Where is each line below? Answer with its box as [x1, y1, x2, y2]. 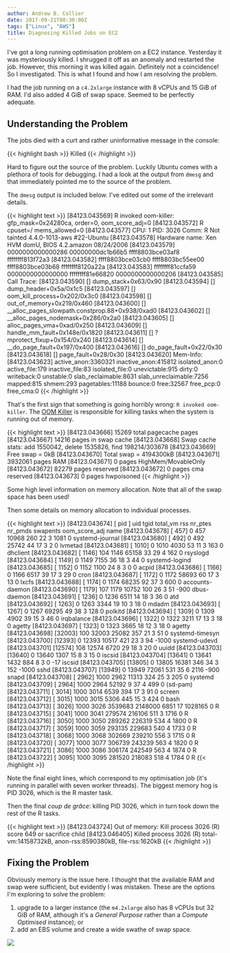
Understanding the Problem [7, 118, 128, 129]
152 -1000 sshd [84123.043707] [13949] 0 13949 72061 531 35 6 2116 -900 [7, 665, 220, 674]
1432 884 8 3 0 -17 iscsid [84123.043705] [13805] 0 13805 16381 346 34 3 [7, 658, 219, 667]
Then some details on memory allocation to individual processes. [7, 506, 192, 515]
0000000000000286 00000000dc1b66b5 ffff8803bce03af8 [7, 248, 180, 257]
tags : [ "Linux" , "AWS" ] [7, 23, 76, 30]
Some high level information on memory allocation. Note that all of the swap [7, 486, 222, 494]
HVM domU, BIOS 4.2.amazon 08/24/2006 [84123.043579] [7, 241, 175, 249]
